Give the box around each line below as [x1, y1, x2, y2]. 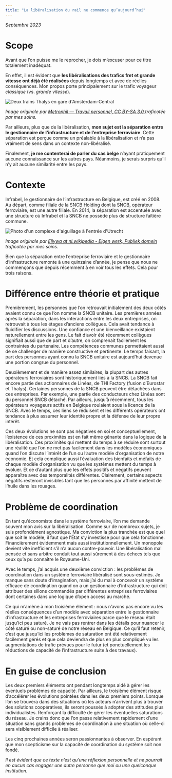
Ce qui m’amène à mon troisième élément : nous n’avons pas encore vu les [5, 604, 163, 610]
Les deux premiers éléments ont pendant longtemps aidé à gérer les [5, 682, 150, 689]
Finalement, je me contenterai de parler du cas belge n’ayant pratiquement [5, 150, 165, 156]
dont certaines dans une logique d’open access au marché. [5, 593, 131, 600]
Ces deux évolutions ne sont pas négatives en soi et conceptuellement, [5, 428, 157, 435]
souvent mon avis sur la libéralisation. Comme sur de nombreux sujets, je [5, 523, 160, 530]
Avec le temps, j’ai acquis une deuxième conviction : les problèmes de [5, 566, 154, 572]
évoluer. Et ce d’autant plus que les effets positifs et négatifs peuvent [5, 466, 151, 473]
